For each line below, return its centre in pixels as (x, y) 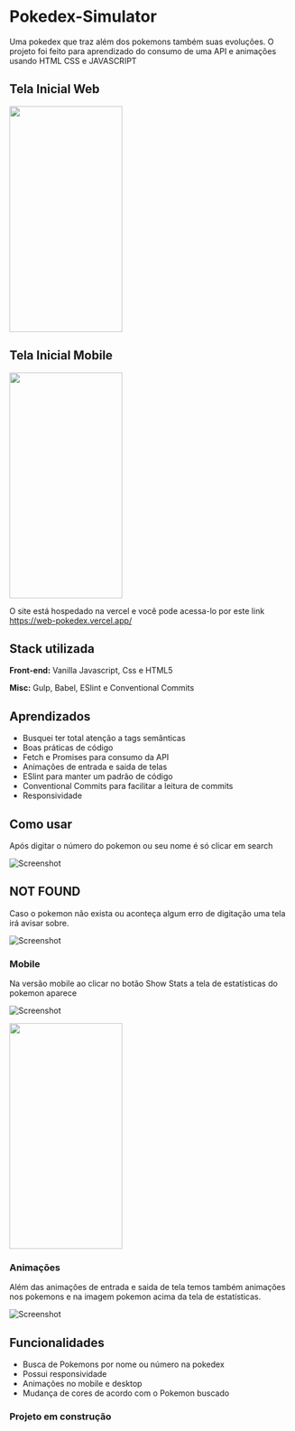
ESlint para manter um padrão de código (97, 776)
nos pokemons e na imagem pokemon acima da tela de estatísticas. (135, 1296)
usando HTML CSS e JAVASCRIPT (73, 60)
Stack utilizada (52, 649)
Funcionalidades (57, 1343)
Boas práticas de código (68, 748)
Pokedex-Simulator (83, 17)
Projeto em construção (60, 1417)
